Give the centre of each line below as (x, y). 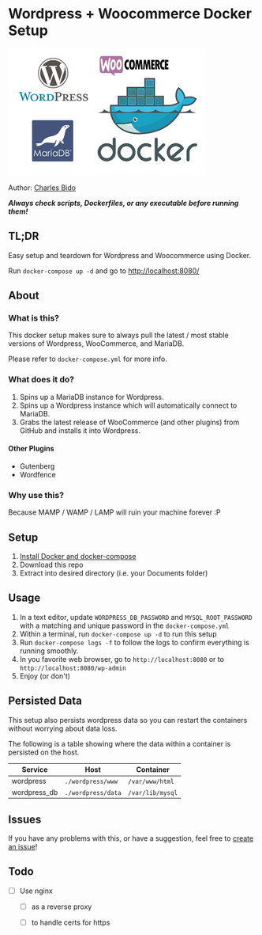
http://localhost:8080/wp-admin (73, 668)
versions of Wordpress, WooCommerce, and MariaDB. (96, 344)
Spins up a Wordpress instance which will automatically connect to (128, 405)
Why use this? (36, 495)
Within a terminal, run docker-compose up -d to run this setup (118, 633)
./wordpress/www (91, 782)
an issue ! (23, 846)
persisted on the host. (44, 752)
